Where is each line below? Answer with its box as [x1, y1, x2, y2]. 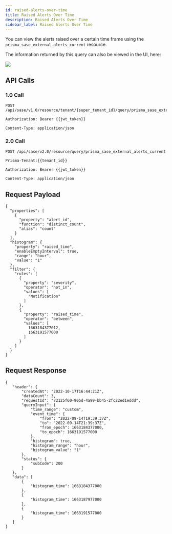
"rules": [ [14, 271, 38, 277]
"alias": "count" [18, 226, 56, 232]
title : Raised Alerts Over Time [5, 12, 74, 17]
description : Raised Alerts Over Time [5, 17, 88, 22]
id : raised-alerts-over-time [5, 7, 68, 13]
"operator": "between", [24, 316, 74, 322]
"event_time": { [30, 411, 66, 417]
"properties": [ [10, 208, 45, 213]
